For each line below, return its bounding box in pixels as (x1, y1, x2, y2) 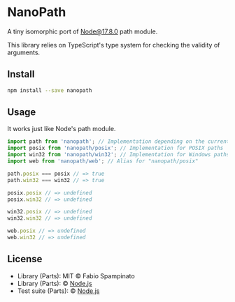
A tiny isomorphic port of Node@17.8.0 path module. (7, 27, 158, 36)
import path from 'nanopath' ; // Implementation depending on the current (7, 138, 230, 145)
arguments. (7, 48, 41, 56)
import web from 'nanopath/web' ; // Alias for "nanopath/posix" (7, 158, 199, 165)
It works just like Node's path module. (7, 125, 116, 133)
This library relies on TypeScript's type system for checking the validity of (7, 40, 220, 49)
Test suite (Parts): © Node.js (17, 287, 100, 295)
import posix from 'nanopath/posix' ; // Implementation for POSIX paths (7, 144, 224, 152)
